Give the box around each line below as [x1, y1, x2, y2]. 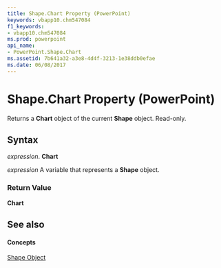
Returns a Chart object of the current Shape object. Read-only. [7, 114, 187, 122]
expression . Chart [7, 153, 59, 161]
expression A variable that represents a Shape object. [7, 166, 160, 174]
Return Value [7, 183, 52, 193]
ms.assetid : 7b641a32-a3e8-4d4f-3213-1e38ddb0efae [7, 55, 156, 62]
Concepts [7, 238, 36, 246]
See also [7, 219, 45, 231]
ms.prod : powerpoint [7, 36, 67, 43]
